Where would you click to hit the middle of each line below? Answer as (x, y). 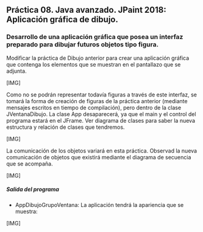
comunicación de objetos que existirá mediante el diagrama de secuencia (99, 157)
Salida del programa (33, 189)
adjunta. (16, 71)
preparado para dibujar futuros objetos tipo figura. (83, 45)
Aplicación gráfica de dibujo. (62, 20)
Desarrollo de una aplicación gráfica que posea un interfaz (95, 37)
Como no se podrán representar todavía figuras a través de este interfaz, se (101, 95)
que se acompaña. (30, 164)
